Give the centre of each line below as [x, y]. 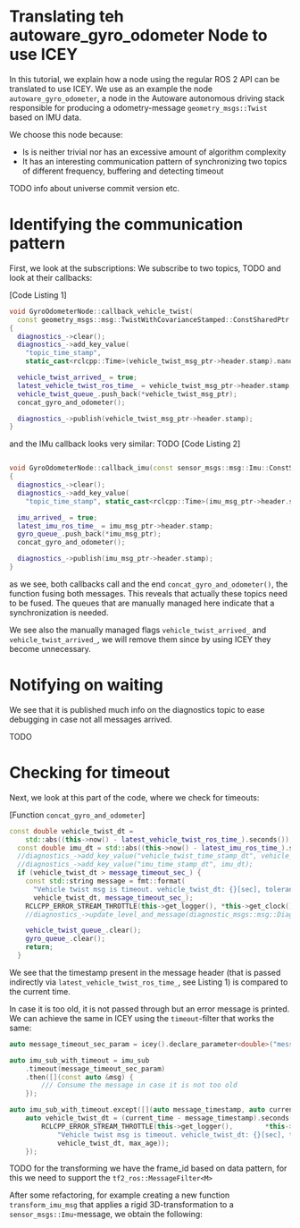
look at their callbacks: [51, 277]
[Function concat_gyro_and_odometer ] [77, 815]
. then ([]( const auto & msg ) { [79, 1077]
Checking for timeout [90, 773]
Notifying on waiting [86, 685]
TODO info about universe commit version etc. [95, 188]
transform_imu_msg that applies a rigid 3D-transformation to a [121, 1205]
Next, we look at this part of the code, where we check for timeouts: [134, 797]
